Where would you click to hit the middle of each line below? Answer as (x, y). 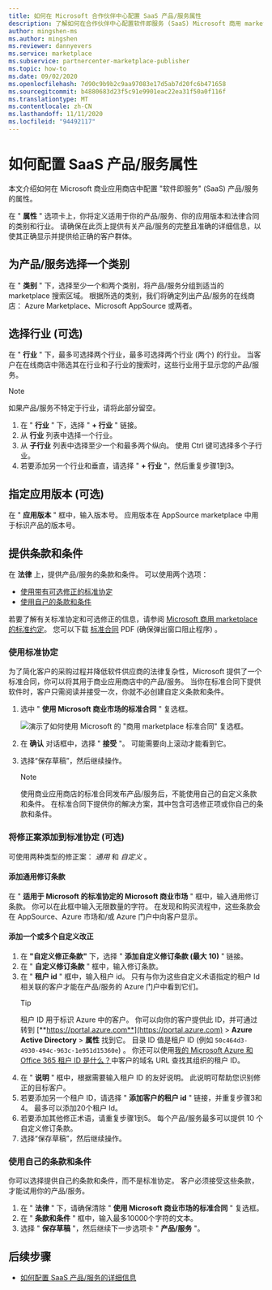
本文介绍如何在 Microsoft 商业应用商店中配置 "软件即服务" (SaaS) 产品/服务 (134, 188)
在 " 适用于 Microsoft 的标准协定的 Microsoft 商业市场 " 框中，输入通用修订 (134, 896)
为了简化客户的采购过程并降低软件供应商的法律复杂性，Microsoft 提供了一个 (135, 672)
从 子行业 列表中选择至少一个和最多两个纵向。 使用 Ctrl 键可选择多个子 (138, 446)
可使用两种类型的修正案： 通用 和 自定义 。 (80, 856)
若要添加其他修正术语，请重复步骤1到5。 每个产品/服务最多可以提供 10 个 (142, 1119)
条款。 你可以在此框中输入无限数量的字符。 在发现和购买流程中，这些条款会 (134, 906)
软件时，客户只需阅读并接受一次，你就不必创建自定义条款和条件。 (118, 692)
